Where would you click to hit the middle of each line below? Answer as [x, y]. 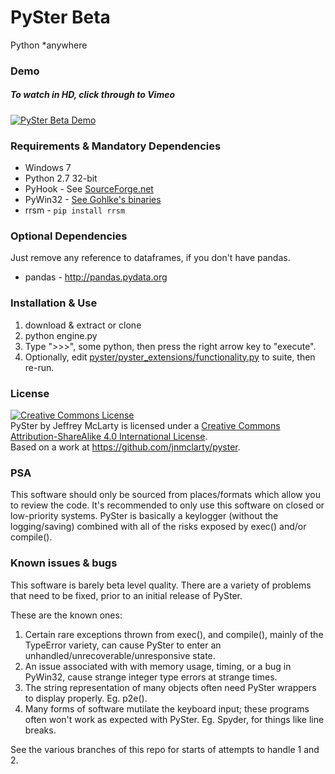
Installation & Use [54, 303]
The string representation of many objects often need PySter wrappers [170, 687]
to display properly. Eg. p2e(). [86, 698]
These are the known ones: [66, 615]
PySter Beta [60, 17]
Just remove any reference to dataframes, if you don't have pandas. [150, 258]
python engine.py [61, 335]
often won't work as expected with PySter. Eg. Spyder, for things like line [174, 719]
